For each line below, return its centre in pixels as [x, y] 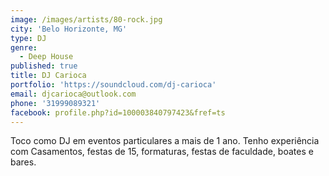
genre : [24, 47]
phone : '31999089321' [55, 103]
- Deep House [46, 57]
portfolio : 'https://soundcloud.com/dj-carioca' [113, 85]
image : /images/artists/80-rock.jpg [86, 19]
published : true [44, 66]
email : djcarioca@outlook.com [73, 94]
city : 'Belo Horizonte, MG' [69, 29]
